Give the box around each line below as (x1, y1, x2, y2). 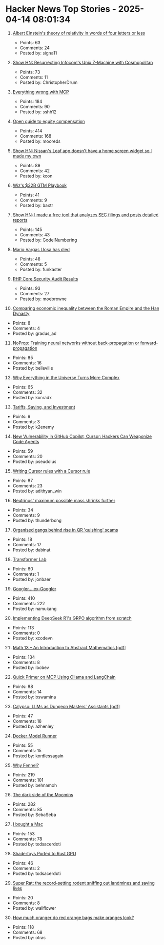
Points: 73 (20, 69, 41, 75)
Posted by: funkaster (20, 266, 62, 272)
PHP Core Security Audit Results (12, 276, 79, 281)
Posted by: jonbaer (12, 576, 51, 582)
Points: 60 (12, 565, 34, 572)
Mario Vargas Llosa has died (12, 246, 70, 252)
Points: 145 (20, 227, 42, 232)
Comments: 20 (12, 453, 43, 459)
